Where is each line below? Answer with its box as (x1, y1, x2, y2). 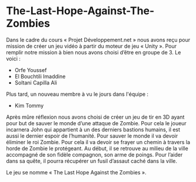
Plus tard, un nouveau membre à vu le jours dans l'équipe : (6, 90, 149, 97)
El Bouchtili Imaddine (14, 73, 66, 80)
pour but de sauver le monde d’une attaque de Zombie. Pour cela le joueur (6, 119, 187, 126)
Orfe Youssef (14, 66, 47, 73)
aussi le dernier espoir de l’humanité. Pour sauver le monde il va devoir (6, 132, 178, 139)
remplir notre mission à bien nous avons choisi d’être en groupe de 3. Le (6, 48, 181, 56)
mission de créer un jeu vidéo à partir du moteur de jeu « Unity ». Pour (6, 43, 177, 50)
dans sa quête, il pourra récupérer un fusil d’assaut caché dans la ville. (6, 157, 178, 164)
